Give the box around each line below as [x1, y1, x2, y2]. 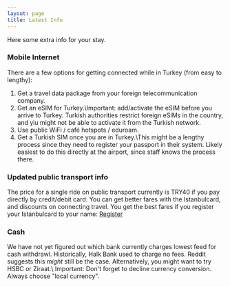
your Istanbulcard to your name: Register [7, 210, 123, 218]
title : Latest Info [7, 17, 63, 23]
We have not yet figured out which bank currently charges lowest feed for [7, 243, 217, 251]
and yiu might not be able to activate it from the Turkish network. [17, 118, 201, 126]
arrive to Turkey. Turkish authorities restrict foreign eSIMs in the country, [17, 111, 224, 119]
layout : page [7, 10, 45, 17]
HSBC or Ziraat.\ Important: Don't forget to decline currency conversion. [7, 265, 212, 273]
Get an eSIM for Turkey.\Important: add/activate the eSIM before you [17, 103, 212, 112]
